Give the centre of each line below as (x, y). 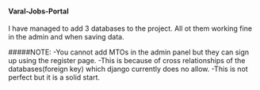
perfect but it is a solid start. (54, 77)
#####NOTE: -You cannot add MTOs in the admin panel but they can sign (129, 52)
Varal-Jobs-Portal (38, 11)
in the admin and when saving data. (66, 37)
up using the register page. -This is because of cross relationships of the (127, 61)
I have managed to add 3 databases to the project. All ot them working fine (130, 28)
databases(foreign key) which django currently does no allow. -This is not (128, 69)
